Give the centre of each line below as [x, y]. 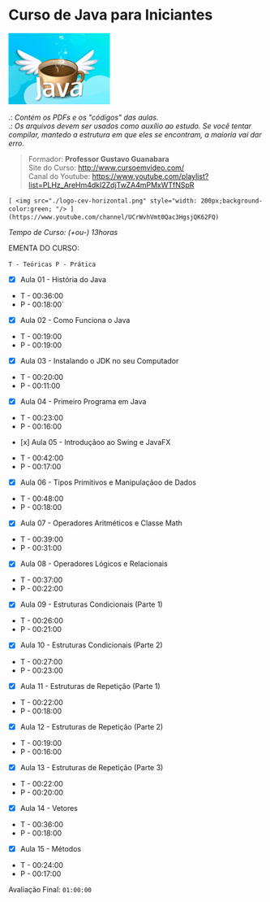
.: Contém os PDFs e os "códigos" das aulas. [84, 117]
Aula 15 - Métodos [51, 848]
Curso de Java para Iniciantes [111, 15]
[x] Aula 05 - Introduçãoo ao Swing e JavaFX [95, 442]
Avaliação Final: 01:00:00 [50, 889]
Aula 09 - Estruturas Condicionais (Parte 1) [92, 604]
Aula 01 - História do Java [63, 279]
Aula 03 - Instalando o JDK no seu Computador [99, 361]
